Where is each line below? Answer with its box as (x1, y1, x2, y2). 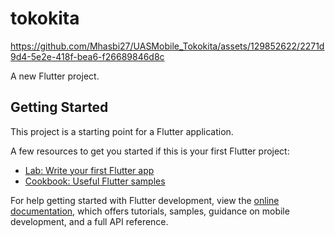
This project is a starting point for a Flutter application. (10, 125, 234, 137)
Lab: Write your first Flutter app (24, 164, 155, 176)
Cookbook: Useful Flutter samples (24, 175, 166, 187)
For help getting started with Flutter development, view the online (10, 194, 280, 206)
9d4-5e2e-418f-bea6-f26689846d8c (10, 50, 165, 62)
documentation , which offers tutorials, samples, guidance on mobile (10, 205, 290, 217)
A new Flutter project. (10, 70, 100, 82)
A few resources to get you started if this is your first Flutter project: (10, 145, 290, 157)
